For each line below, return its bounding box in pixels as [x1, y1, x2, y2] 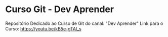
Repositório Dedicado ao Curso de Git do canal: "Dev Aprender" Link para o [5, 20, 163, 26]
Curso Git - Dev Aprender [5, 4, 114, 15]
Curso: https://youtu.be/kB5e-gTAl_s [5, 25, 82, 31]
